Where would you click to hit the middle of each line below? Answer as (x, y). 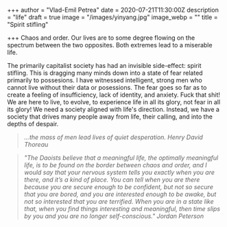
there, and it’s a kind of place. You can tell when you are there (112, 180)
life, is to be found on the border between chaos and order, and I (115, 165)
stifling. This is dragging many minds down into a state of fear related (105, 73)
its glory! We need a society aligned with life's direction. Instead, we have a (113, 109)
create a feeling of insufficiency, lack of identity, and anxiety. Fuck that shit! (114, 95)
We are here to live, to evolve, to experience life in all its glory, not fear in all (114, 102)
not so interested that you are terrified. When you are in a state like (119, 201)
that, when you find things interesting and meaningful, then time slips (122, 209)
